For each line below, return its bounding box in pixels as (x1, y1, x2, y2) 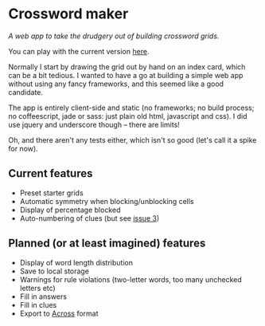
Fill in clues (19, 300, 57, 309)
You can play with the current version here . (8, 46, 150, 56)
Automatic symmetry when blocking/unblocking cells (19, 196, 194, 206)
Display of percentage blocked (19, 205, 121, 214)
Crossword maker (8, 5, 129, 23)
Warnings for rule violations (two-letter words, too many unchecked (19, 274, 243, 284)
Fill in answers (19, 292, 68, 301)
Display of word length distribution (19, 257, 134, 267)
